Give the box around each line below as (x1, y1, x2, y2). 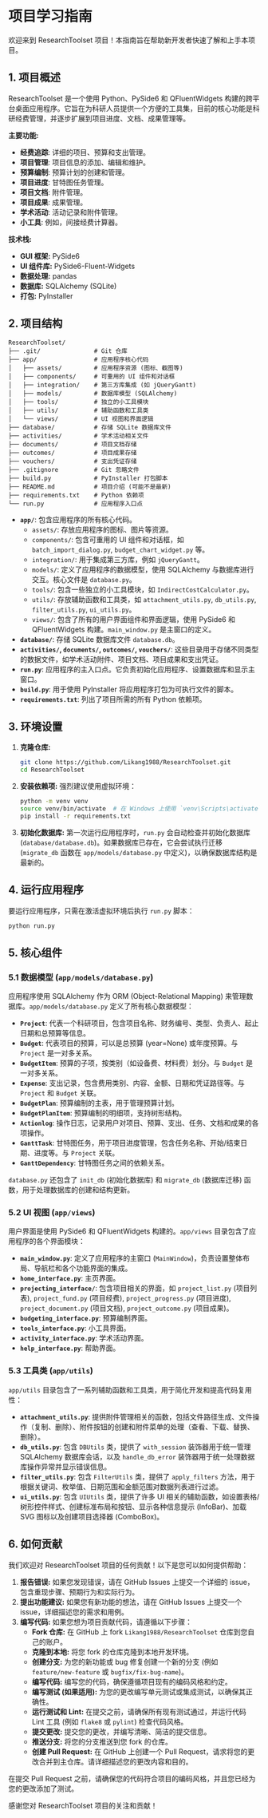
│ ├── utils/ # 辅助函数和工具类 (8, 406, 149, 414)
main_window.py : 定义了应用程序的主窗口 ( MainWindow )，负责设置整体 (19, 1254, 243, 1263)
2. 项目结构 (8, 317, 63, 331)
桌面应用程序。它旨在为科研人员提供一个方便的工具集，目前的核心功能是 (14, 103, 253, 113)
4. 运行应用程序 (8, 883, 84, 897)
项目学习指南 (8, 7, 93, 26)
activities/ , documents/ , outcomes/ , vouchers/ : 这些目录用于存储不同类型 (19, 644, 259, 654)
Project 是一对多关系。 (19, 1048, 97, 1058)
